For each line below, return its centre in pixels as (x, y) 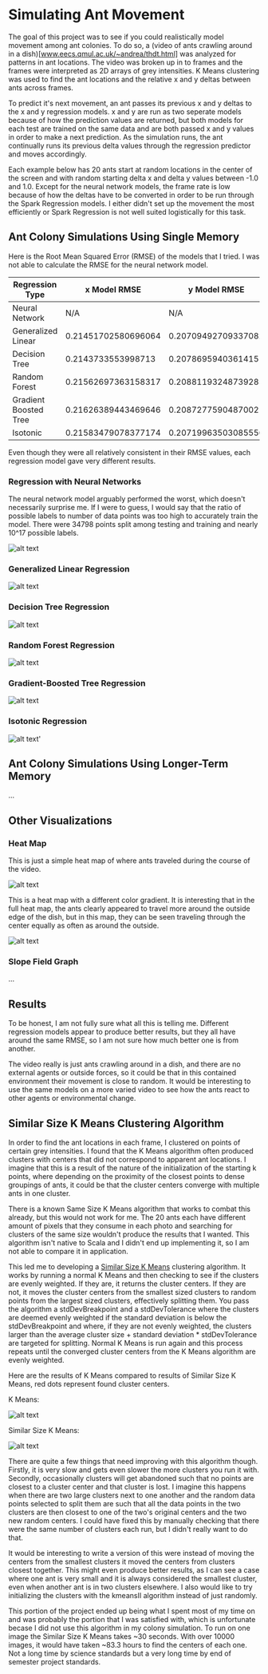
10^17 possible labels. (43, 533)
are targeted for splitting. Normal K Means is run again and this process (126, 1343)
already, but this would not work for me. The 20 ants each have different (127, 1217)
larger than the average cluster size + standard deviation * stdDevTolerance (133, 1334)
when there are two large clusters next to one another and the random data (132, 1495)
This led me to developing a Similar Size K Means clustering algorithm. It (127, 1266)
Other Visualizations (61, 820)
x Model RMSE (113, 289)
